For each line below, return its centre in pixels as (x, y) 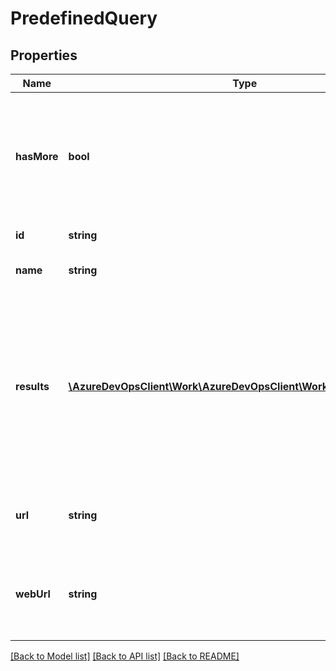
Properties (44, 55)
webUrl (33, 594)
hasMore (37, 156)
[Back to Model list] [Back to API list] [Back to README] (125, 656)
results (32, 386)
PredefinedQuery (84, 18)
